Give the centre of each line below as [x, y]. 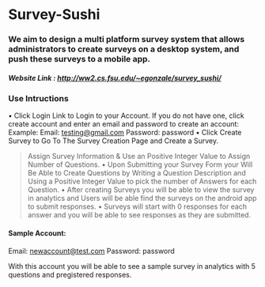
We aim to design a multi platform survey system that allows [127, 40]
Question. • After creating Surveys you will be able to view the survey [141, 190]
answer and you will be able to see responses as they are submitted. [139, 215]
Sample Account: [37, 233]
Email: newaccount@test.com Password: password [92, 251]
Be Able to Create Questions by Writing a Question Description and [137, 173]
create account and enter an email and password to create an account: [124, 124]
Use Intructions [38, 99]
